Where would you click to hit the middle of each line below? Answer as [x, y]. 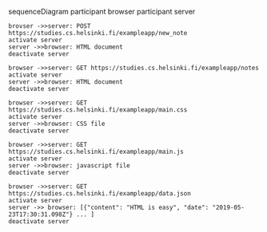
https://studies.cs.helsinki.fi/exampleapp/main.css [98, 110]
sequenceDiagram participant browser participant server [102, 12]
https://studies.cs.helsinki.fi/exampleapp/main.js [96, 151]
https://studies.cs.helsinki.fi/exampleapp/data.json [100, 194]
